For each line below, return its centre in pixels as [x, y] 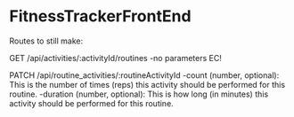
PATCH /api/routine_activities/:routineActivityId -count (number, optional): [144, 75]
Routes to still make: [46, 41]
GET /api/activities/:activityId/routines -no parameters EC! [116, 58]
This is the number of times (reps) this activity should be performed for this [147, 84]
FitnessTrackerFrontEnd [100, 16]
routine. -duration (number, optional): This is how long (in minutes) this [139, 94]
